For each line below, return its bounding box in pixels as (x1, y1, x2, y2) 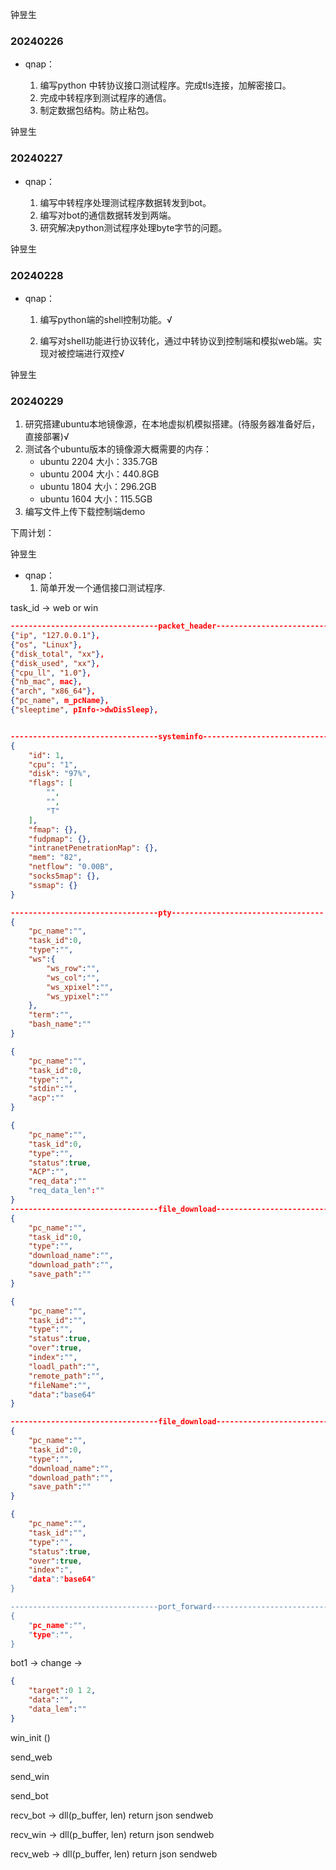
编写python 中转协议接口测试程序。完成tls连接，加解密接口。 (39, 79, 292, 92)
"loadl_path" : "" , (28, 1361, 101, 1372)
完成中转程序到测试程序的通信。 (39, 92, 172, 104)
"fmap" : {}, (28, 824, 78, 835)
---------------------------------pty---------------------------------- (10, 908, 325, 918)
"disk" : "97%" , (28, 769, 92, 779)
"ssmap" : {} (28, 880, 78, 890)
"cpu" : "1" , (28, 759, 78, 770)
